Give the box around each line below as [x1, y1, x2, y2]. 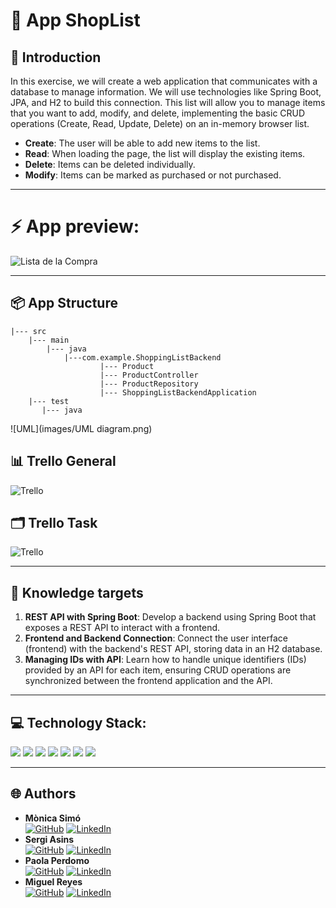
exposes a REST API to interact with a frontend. [24, 622, 221, 634]
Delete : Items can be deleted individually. [24, 159, 196, 170]
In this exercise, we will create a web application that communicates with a [10, 75, 318, 87]
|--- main [28, 335, 70, 345]
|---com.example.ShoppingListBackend [63, 352, 222, 363]
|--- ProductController [99, 370, 199, 380]
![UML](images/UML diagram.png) [10, 422, 153, 434]
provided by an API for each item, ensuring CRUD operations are [24, 664, 292, 676]
